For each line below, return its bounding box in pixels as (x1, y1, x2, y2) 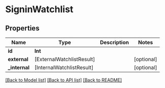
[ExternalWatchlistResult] (34, 56, 95, 63)
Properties (5, 24, 40, 33)
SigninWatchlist (5, 4, 74, 15)
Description (100, 39, 129, 46)
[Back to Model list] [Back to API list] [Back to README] (5, 77, 122, 83)
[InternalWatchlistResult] (34, 64, 94, 71)
